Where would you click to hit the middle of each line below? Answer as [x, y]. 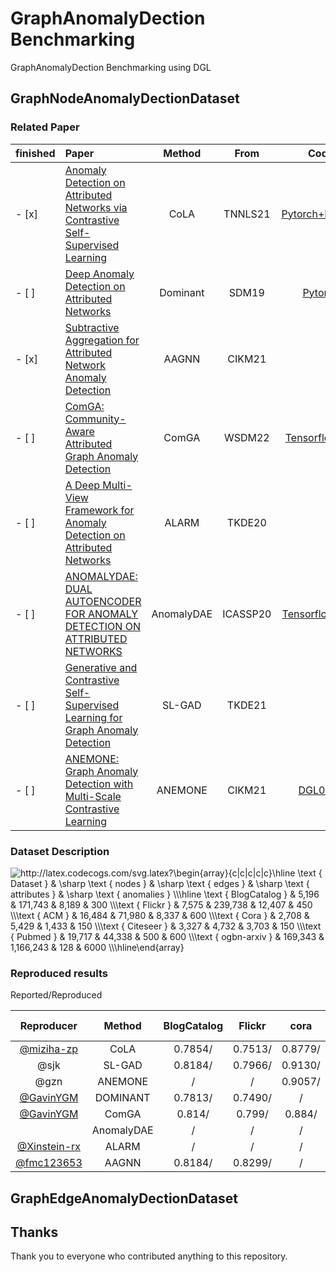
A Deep [82, 485]
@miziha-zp [49, 1049]
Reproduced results [59, 973]
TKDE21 [246, 705]
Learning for [93, 717]
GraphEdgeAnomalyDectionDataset [124, 1198]
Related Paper [45, 127]
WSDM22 [246, 437]
